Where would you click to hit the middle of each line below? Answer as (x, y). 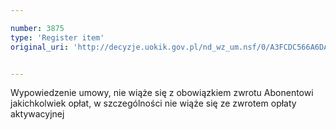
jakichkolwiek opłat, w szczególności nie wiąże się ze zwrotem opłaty (153, 103)
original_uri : (40, 47)
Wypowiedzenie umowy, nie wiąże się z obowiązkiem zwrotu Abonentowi (162, 93)
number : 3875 (37, 28)
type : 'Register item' (57, 37)
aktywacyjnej (37, 114)
